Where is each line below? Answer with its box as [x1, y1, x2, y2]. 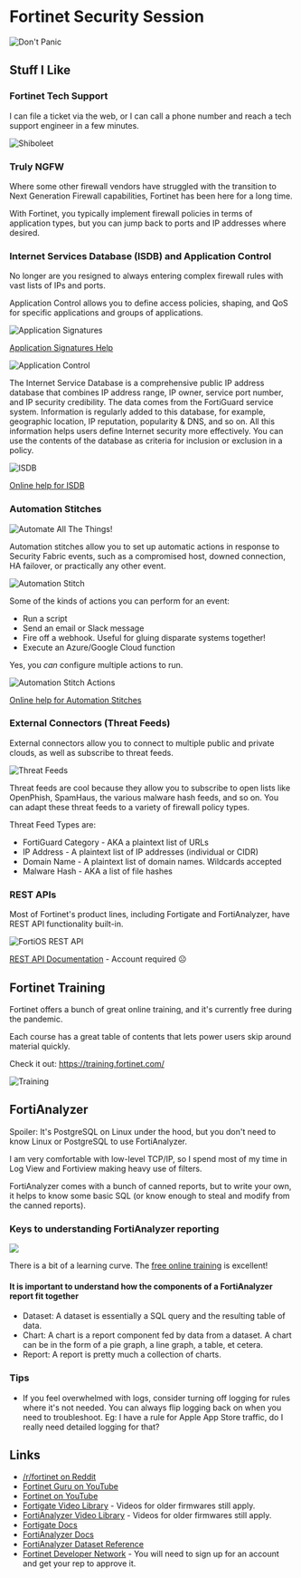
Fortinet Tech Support [9, 90, 108, 102]
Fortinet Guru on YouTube [22, 1481, 119, 1492]
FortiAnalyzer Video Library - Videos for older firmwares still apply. [22, 1510, 272, 1521]
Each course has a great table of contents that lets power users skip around [9, 1031, 292, 1041]
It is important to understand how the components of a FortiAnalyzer [9, 1281, 273, 1292]
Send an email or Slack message [22, 623, 145, 634]
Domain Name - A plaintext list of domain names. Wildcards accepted [22, 856, 282, 866]
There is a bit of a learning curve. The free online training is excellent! [9, 1260, 268, 1271]
